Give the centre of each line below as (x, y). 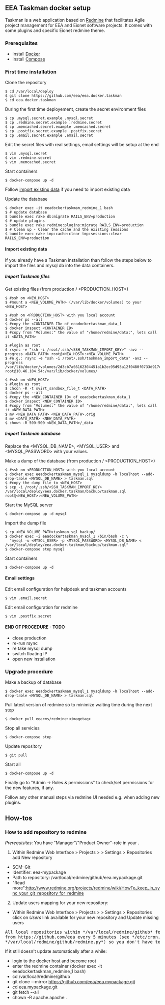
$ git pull (16, 755)
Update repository (24, 746)
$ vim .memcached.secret (30, 162)
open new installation (34, 659)
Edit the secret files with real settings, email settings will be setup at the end (82, 145)
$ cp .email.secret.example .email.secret (49, 136)
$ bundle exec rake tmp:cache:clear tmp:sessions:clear (63, 234)
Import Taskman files (27, 276)
